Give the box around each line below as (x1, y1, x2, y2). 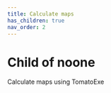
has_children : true (7, 17, 65, 24)
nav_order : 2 (7, 23, 46, 31)
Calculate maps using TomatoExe (7, 77, 105, 86)
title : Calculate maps (7, 10, 74, 18)
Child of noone (7, 54, 95, 70)
